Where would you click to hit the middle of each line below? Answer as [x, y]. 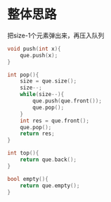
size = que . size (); [48, 81]
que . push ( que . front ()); [67, 101]
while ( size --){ [42, 95]
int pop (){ [23, 75]
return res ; [37, 134]
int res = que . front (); [55, 121]
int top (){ [23, 153]
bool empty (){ [28, 179]
